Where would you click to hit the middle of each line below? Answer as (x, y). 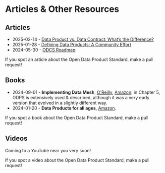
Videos (16, 139)
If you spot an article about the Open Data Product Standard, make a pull (79, 59)
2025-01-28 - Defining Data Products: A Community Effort (72, 45)
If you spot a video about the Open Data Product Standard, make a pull (77, 160)
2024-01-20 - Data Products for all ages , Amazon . (64, 108)
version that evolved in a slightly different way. (60, 103)
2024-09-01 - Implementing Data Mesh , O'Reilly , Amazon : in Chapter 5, (86, 92)
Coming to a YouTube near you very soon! (48, 150)
